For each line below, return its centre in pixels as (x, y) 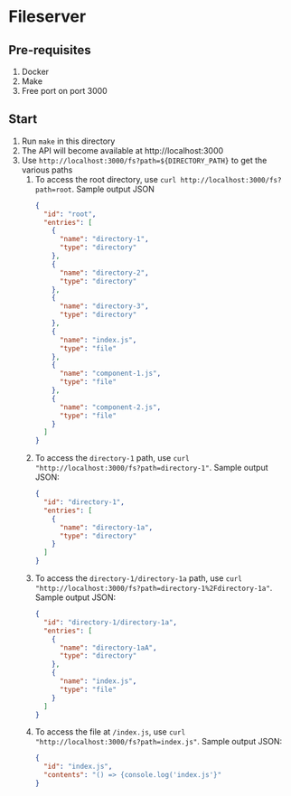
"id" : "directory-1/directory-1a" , (110, 622)
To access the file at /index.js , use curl (110, 732)
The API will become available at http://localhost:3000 (122, 150)
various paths (47, 170)
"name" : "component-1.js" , (110, 374)
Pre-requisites (50, 50)
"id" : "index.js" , (78, 767)
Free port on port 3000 (64, 91)
